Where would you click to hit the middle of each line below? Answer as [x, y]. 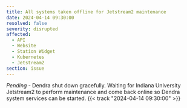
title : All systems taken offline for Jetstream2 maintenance [86, 12]
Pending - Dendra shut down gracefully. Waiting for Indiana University [93, 86]
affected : [19, 35]
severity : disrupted [32, 29]
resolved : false [27, 23]
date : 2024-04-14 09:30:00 [40, 18]
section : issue [25, 68]
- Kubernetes [28, 57]
